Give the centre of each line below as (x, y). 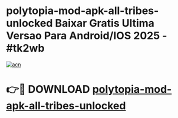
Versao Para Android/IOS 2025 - (87, 36)
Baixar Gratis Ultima (105, 23)
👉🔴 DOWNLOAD (48, 90)
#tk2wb (25, 48)
